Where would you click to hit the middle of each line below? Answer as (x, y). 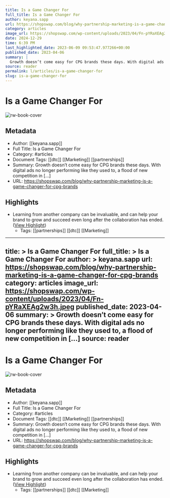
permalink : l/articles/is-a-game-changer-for (54, 72)
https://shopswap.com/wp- (50, 291)
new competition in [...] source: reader (67, 339)
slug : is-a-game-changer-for (36, 76)
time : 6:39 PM (20, 43)
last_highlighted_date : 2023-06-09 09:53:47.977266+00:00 (68, 48)
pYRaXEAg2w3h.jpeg (40, 307)
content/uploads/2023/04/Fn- (55, 299)
